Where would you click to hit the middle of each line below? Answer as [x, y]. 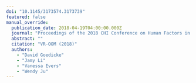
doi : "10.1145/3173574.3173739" [45, 11]
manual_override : [27, 22]
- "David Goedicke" [40, 55]
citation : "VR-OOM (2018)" [44, 44]
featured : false [26, 17]
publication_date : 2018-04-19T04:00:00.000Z [67, 28]
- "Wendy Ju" [33, 71]
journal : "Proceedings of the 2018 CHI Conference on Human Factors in [101, 33]
